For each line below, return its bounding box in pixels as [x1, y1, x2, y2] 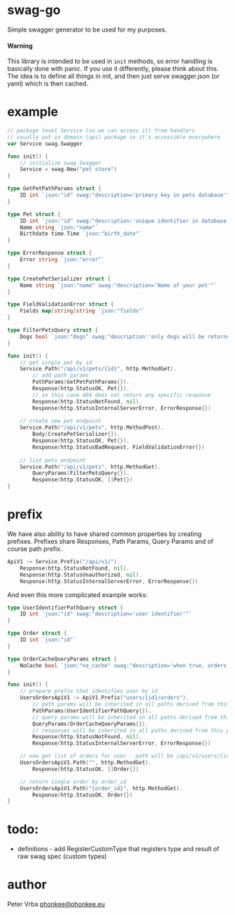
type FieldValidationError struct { [7, 301, 114, 308]
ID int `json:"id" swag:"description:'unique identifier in [20, 217, 199, 225]
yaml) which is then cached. [7, 79, 89, 88]
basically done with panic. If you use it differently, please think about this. [7, 65, 219, 73]
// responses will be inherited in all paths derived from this [32, 727, 224, 734]
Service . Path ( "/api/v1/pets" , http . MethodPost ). [20, 424, 164, 432]
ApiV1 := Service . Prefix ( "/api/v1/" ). [7, 559, 120, 566]
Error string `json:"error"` [20, 256, 105, 263]
